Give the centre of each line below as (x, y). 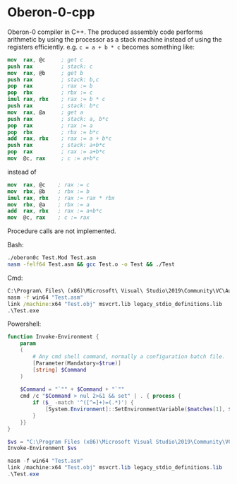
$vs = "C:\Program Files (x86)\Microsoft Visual (80, 442)
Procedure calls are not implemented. (62, 231)
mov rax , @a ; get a (45, 112)
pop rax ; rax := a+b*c (56, 152)
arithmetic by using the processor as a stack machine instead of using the (115, 39)
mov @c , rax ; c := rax (49, 218)
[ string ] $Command (60, 370)
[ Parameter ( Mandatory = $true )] (77, 363)
